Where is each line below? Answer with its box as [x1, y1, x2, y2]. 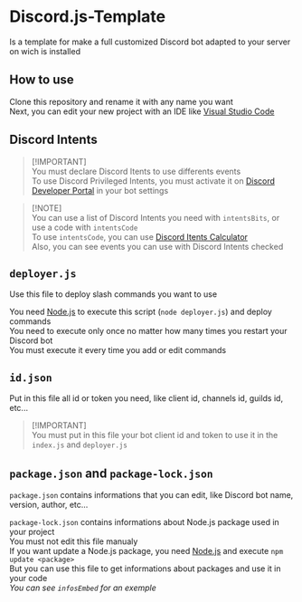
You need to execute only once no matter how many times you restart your [9, 326, 288, 337]
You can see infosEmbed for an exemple [9, 582, 156, 593]
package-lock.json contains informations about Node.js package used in [9, 517, 280, 527]
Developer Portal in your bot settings [31, 185, 169, 196]
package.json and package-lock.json [9, 465, 214, 481]
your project [9, 527, 55, 537]
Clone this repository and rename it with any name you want [9, 96, 233, 107]
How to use [9, 72, 74, 88]
